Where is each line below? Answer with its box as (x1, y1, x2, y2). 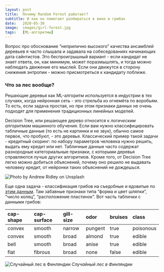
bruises (109, 214, 128, 221)
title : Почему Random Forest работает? (5, 12, 89, 17)
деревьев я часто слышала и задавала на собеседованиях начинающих (5, 48, 156, 54)
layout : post (5, 7, 32, 12)
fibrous (34, 249, 50, 256)
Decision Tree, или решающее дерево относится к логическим (5, 118, 136, 124)
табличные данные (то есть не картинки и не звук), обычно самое (5, 128, 144, 134)
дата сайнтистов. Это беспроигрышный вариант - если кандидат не (5, 54, 147, 59)
